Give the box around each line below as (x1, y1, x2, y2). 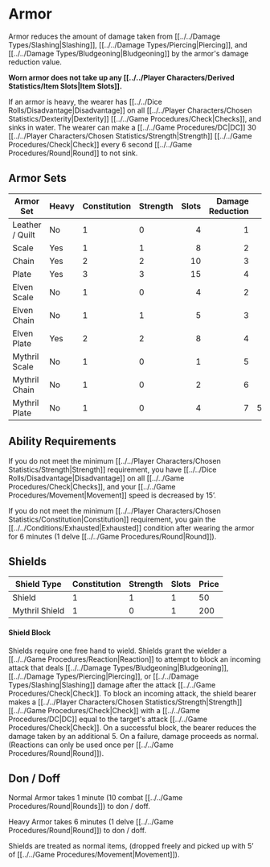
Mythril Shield (12, 605, 65, 617)
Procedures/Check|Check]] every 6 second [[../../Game (8, 139, 193, 149)
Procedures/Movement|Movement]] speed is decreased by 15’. (8, 490, 217, 500)
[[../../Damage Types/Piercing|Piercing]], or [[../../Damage (8, 671, 199, 681)
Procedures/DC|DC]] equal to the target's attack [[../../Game (8, 714, 208, 724)
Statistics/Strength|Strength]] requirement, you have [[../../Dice (8, 464, 217, 474)
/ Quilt (12, 229, 35, 240)
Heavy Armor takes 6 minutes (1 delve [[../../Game (8, 817, 174, 827)
